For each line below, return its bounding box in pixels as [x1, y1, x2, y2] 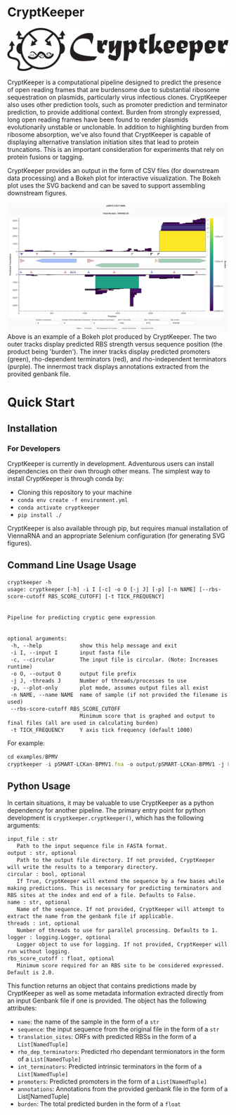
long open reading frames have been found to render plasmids [7, 115, 188, 124]
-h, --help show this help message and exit [10, 642, 178, 649]
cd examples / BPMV [7, 753, 58, 760]
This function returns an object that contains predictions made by [7, 981, 197, 990]
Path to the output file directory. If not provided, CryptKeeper [16, 857, 216, 864]
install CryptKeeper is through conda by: [7, 475, 124, 483]
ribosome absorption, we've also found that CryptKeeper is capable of [7, 130, 211, 138]
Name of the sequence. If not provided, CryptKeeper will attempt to [16, 906, 225, 913]
